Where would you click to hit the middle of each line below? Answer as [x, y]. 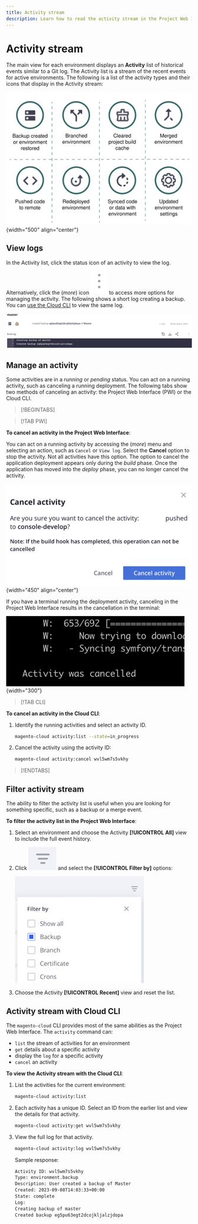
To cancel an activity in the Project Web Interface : [68, 433]
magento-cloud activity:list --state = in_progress [77, 736]
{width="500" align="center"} [42, 229]
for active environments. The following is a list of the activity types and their [98, 77]
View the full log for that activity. [54, 1137]
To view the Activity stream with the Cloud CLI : [65, 1073]
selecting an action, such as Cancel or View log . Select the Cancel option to [98, 451]
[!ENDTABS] [35, 770]
